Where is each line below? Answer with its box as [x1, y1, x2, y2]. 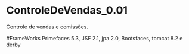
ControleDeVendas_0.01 [6, 4, 128, 17]
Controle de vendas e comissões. [6, 23, 88, 30]
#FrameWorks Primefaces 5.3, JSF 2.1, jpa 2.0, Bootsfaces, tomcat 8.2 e [6, 34, 183, 42]
